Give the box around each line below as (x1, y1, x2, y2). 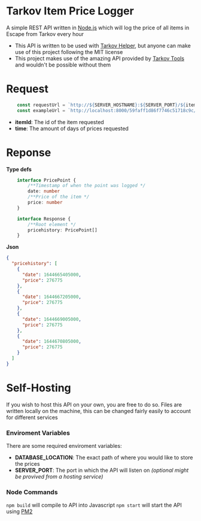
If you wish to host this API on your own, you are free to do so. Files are (6, 400, 182, 408)
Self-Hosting (6, 381, 72, 394)
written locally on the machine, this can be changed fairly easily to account (6, 407, 191, 414)
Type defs (6, 165, 32, 173)
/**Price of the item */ (28, 194, 90, 200)
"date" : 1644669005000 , (22, 316, 82, 322)
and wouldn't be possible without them (14, 61, 111, 68)
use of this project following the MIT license (14, 48, 123, 55)
